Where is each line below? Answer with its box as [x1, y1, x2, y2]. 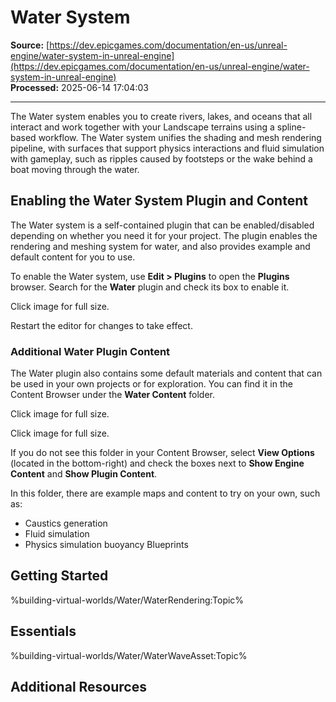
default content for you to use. [10, 251, 136, 263]
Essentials [10, 623, 77, 640]
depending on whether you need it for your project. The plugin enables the [10, 229, 318, 241]
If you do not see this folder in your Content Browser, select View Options [10, 447, 315, 459]
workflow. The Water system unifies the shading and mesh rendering [38, 131, 322, 143]
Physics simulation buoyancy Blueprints [24, 539, 189, 551]
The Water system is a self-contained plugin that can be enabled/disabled [10, 219, 315, 231]
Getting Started [10, 567, 109, 585]
